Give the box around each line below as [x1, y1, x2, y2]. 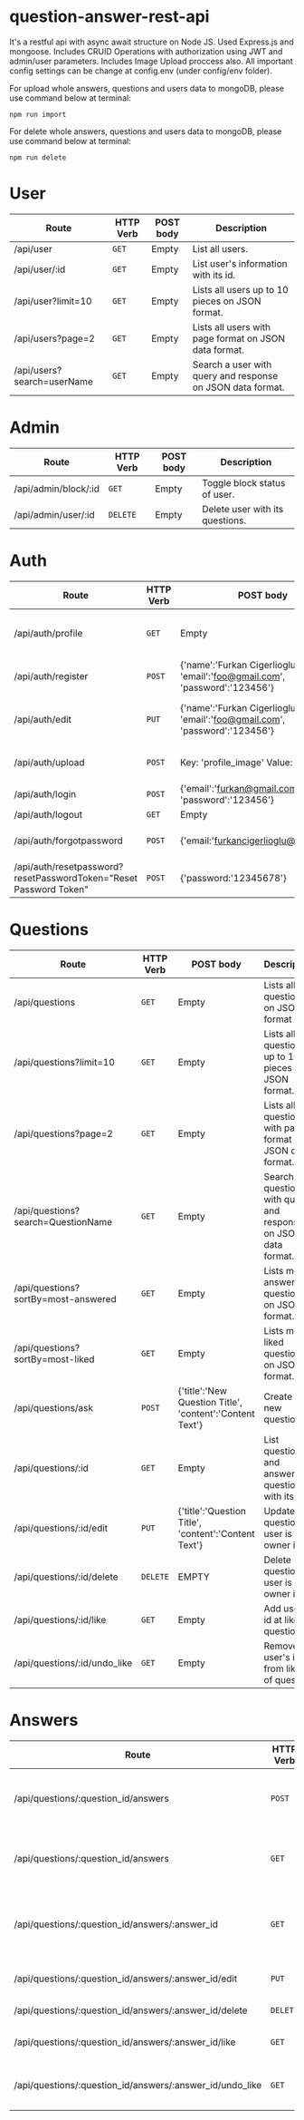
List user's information [192, 257, 288, 269]
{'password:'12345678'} [179, 871, 287, 884]
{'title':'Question [177, 1504, 246, 1517]
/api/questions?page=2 [14, 1127, 113, 1140]
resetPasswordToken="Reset [14, 871, 138, 884]
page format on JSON [192, 332, 285, 345]
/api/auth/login [14, 787, 77, 800]
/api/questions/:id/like [14, 1613, 107, 1626]
